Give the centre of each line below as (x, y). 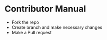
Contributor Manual (45, 9)
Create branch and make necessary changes (57, 27)
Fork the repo (25, 22)
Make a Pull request (32, 32)
